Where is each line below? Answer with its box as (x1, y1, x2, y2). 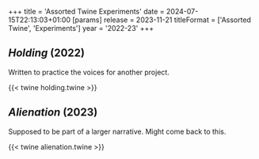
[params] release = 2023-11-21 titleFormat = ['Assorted (72, 15, 252, 25)
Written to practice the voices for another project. (8, 67, 170, 77)
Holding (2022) (8, 47, 86, 60)
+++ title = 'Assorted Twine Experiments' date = (8, 7, 165, 16)
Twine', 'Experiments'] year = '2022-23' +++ (8, 24, 154, 32)
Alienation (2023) (8, 106, 98, 119)
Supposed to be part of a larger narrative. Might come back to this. (8, 127, 227, 136)
